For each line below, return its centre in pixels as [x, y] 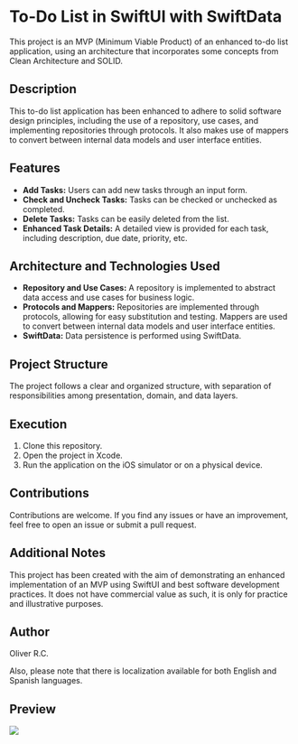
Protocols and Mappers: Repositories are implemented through [141, 307]
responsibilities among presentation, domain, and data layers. [124, 395]
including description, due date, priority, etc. [105, 237]
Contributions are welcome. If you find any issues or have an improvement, [149, 515]
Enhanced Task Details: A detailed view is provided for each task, [145, 228]
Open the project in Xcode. [73, 455]
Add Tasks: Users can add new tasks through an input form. [135, 190]
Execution [38, 424]
